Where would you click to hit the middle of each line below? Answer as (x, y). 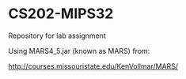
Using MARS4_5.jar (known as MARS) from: (79, 51)
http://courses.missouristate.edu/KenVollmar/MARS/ (93, 66)
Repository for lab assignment (57, 36)
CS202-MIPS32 (61, 14)
